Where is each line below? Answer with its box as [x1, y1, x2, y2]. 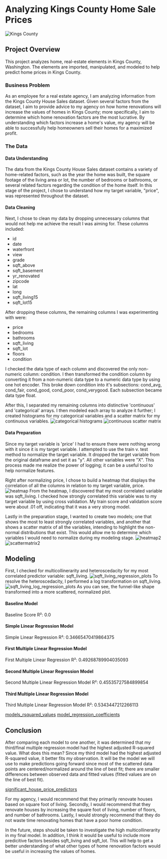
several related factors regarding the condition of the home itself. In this [5, 182, 153, 188]
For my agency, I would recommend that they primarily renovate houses [5, 796, 153, 802]
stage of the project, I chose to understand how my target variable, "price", [5, 188, 160, 194]
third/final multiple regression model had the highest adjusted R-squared [5, 745, 155, 751]
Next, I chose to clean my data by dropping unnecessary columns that [5, 215, 150, 221]
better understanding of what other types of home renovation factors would [5, 843, 161, 849]
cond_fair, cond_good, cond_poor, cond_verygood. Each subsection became [5, 387, 162, 393]
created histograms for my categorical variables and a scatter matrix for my [5, 413, 161, 419]
